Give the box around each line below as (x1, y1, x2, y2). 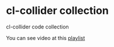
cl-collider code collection (6, 23, 69, 30)
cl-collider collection (6, 4, 109, 17)
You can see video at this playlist (6, 34, 85, 41)
